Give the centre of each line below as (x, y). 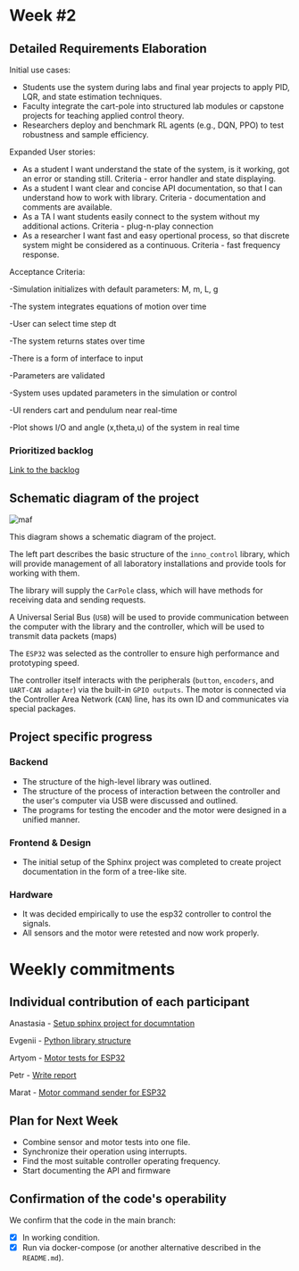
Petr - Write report (43, 1076)
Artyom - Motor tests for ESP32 (67, 1058)
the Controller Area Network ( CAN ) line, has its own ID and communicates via (149, 699)
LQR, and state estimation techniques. (92, 96)
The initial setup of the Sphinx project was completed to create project (152, 862)
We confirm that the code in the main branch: (92, 1220)
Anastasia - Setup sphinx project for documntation (102, 1024)
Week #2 (43, 16)
